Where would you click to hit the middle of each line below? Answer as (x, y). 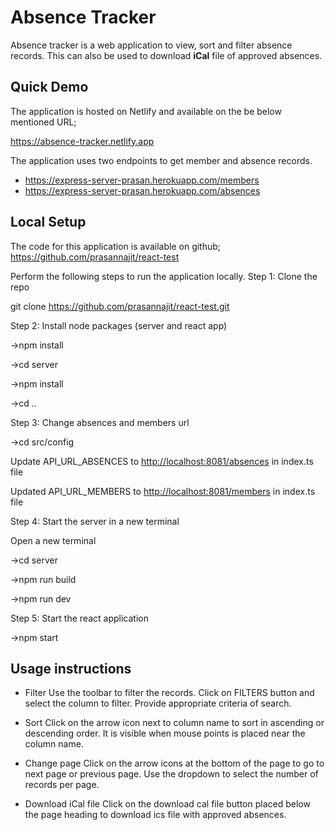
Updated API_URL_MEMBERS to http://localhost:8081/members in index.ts (163, 491)
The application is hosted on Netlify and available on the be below (146, 111)
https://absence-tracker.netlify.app (82, 141)
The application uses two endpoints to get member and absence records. (161, 160)
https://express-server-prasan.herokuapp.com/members (142, 180)
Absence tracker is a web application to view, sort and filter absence (151, 45)
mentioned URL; (43, 122)
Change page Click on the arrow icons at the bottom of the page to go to (174, 763)
